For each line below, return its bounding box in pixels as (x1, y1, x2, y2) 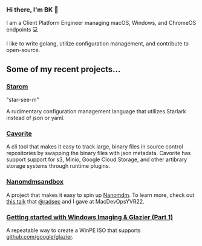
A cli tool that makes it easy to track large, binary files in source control (6, 143, 183, 150)
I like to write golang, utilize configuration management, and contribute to (6, 40, 189, 47)
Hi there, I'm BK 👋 (6, 5, 59, 14)
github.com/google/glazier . (6, 233, 74, 240)
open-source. (6, 47, 41, 54)
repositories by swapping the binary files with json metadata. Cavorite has (6, 150, 191, 157)
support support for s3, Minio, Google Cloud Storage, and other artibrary (6, 156, 187, 163)
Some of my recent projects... (6, 64, 121, 75)
